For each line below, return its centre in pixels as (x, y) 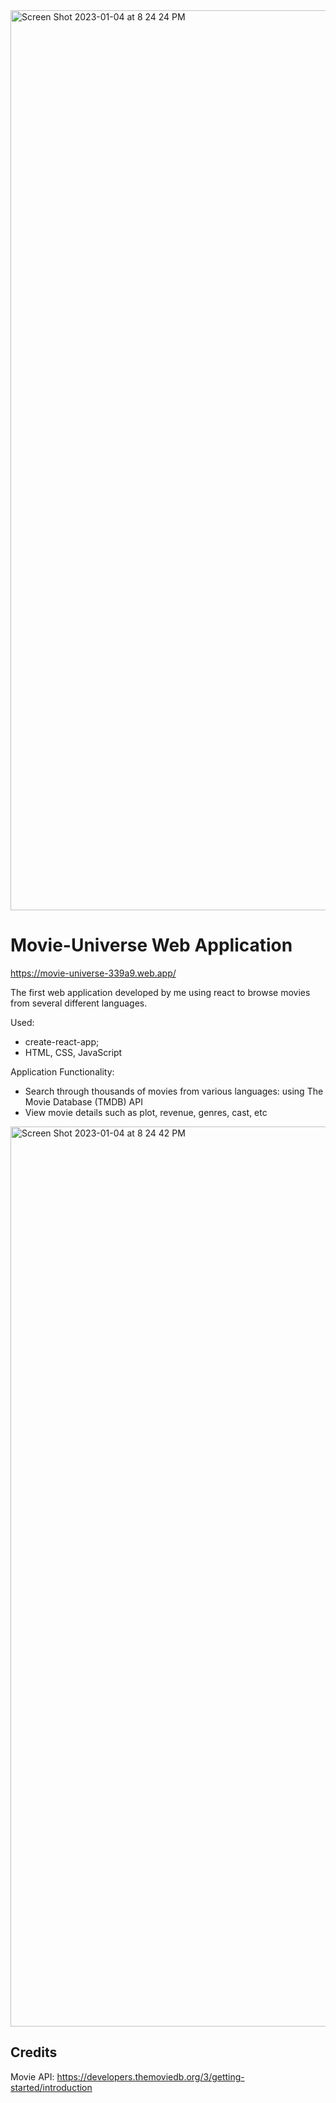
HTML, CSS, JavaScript (73, 1052)
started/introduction (51, 2087)
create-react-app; (62, 1041)
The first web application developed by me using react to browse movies (160, 992)
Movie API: (32, 2076)
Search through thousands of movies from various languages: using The (174, 1091)
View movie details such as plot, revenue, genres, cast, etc (146, 1112)
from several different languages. (79, 1003)
